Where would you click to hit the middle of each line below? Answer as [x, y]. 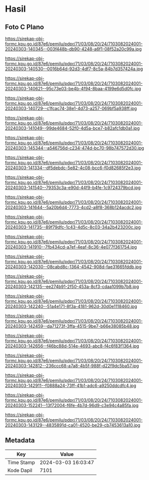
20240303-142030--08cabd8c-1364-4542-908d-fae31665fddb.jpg [73, 267]
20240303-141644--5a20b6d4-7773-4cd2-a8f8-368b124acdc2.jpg [73, 207]
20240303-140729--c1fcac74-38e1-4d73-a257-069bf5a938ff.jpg [71, 108]
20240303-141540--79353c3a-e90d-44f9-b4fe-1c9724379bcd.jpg [73, 188]
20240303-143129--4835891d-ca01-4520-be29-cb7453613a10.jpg [73, 425]
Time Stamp [21, 462]
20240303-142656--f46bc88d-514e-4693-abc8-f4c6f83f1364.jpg [72, 346]
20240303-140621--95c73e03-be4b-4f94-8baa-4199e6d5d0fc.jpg [73, 88]
